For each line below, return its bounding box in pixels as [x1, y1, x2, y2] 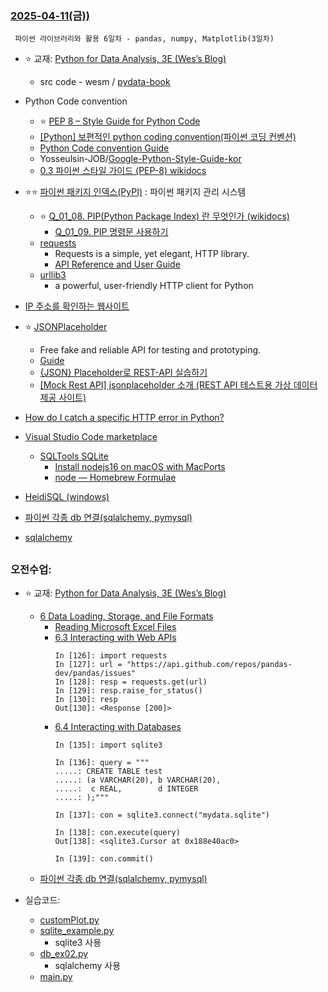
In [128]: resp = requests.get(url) [54, 677, 208, 687]
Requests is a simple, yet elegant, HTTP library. [54, 248, 250, 260]
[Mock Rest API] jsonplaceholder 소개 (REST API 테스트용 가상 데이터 [39, 379, 318, 391]
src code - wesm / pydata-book [39, 76, 171, 88]
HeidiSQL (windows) [24, 491, 110, 503]
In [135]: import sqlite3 [54, 740, 163, 751]
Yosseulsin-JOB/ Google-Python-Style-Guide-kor [39, 153, 242, 165]
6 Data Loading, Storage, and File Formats [39, 610, 214, 622]
